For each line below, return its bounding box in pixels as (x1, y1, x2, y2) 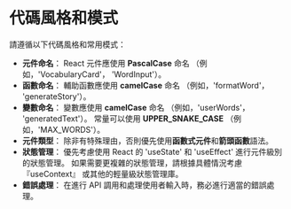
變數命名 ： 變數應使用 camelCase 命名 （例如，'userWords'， (21, 102, 250, 112)
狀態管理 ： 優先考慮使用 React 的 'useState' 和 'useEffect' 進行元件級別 (21, 146, 282, 157)
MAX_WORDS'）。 (39, 124, 106, 135)
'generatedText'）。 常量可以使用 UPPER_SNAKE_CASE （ (21, 112, 234, 124)
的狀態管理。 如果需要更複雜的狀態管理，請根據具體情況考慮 (21, 157, 242, 168)
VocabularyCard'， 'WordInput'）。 (39, 68, 167, 80)
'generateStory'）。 (21, 90, 91, 102)
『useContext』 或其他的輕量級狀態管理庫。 (21, 168, 184, 179)
